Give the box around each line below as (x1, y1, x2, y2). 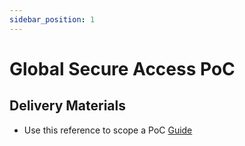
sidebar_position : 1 (9, 14, 96, 25)
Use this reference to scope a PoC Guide (23, 124, 193, 136)
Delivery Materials (9, 97, 127, 115)
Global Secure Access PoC (9, 57, 236, 80)
